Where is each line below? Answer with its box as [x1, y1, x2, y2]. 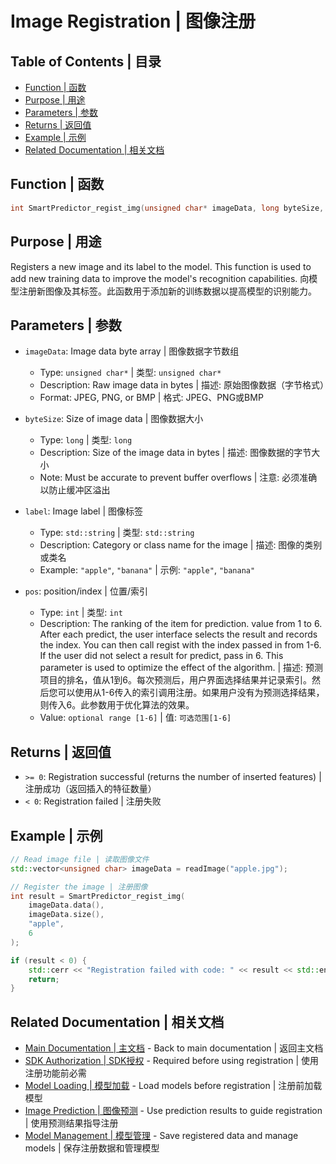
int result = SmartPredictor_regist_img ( [10, 891, 186, 901]
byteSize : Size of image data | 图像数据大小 [24, 413, 204, 425]
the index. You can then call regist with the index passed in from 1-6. [39, 639, 322, 651]
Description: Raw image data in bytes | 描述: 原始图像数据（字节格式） [39, 379, 329, 391]
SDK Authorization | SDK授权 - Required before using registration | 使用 [24, 1055, 320, 1067]
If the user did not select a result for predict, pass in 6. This [39, 650, 284, 662]
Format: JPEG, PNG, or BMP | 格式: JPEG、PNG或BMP [39, 392, 264, 404]
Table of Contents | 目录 [10, 53, 162, 70]
